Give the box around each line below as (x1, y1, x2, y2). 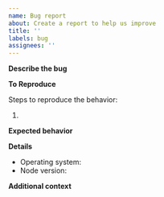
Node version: (19, 166, 67, 175)
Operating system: (19, 158, 82, 167)
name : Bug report (8, 11, 67, 20)
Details (8, 142, 33, 151)
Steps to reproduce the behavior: (8, 95, 118, 105)
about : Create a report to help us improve (8, 19, 157, 27)
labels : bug (8, 34, 48, 43)
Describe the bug (8, 64, 68, 73)
